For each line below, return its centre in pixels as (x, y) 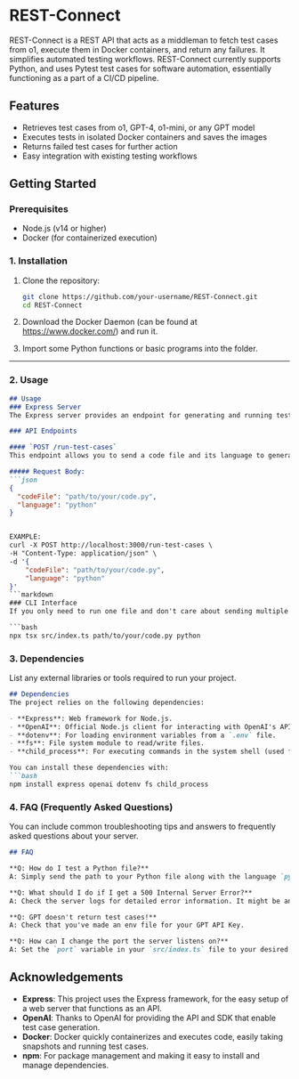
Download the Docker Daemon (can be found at (109, 322)
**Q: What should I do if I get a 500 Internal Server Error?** (131, 892)
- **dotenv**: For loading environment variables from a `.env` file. (143, 735)
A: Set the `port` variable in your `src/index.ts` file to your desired (149, 950)
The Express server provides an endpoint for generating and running (141, 415)
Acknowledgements (66, 977)
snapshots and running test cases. (85, 1046)
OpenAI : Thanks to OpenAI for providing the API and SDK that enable (149, 1018)
